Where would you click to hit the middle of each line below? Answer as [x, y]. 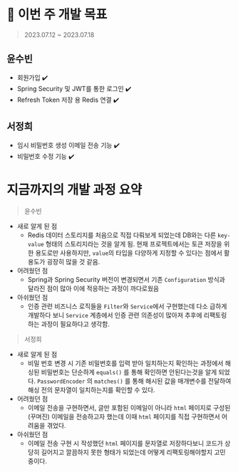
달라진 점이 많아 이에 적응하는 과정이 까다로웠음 [93, 288]
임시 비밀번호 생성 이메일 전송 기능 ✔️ [68, 145]
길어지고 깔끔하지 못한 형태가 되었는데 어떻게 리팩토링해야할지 [127, 452]
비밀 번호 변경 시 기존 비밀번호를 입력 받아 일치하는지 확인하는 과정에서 [125, 363]
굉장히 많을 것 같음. [73, 261]
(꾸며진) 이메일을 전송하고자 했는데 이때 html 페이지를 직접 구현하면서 [124, 416]
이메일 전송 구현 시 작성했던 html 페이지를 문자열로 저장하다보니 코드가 [125, 443]
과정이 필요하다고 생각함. [75, 324]
